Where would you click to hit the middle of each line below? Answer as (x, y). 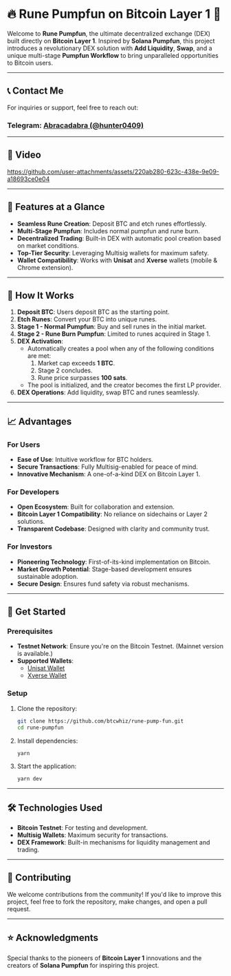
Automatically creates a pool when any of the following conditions (121, 349)
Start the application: (47, 766)
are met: (39, 356)
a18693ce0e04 (29, 179)
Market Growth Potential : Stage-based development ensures (104, 569)
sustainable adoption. (48, 576)
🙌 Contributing (39, 878)
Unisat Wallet (46, 668)
